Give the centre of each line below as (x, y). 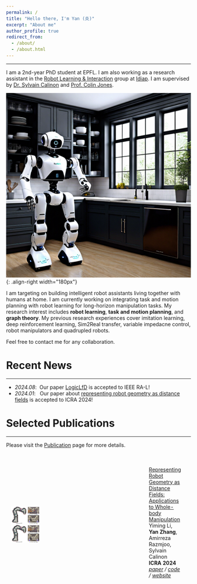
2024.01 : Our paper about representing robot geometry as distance (97, 393)
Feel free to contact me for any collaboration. (61, 341)
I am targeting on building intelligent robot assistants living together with (93, 293)
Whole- (164, 507)
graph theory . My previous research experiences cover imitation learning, (96, 318)
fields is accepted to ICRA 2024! (54, 399)
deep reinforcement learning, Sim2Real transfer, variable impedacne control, (98, 324)
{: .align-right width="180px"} (42, 282)
